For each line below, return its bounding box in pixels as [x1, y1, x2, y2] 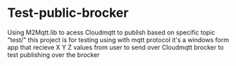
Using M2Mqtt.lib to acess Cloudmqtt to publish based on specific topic [7, 28, 216, 37]
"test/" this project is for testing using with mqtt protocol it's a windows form [7, 35, 229, 44]
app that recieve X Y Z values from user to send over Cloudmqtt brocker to [7, 43, 224, 51]
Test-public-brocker [7, 5, 129, 21]
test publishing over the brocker [7, 51, 100, 59]
